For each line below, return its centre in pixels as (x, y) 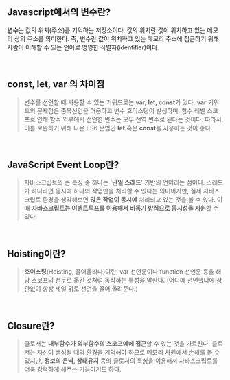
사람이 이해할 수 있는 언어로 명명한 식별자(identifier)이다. (83, 47)
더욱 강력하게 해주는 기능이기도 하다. (72, 370)
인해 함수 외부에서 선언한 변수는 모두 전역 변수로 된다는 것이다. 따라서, (130, 119)
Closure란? (31, 325)
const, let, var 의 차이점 (56, 84)
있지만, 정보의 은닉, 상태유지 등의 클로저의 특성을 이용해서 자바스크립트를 (121, 361)
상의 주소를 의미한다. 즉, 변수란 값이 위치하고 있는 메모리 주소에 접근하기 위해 (117, 38)
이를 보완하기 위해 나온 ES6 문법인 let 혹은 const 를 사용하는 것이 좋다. (118, 128)
